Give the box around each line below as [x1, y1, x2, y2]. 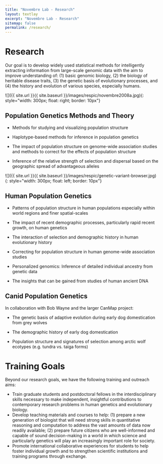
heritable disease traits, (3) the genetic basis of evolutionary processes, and [5, 78, 158, 84]
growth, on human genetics [12, 224, 67, 230]
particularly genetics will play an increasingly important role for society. [12, 438, 156, 444]
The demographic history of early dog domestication [12, 329, 118, 335]
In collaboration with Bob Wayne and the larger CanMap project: [5, 305, 134, 311]
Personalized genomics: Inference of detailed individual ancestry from [12, 263, 153, 269]
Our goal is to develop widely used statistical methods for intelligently [5, 62, 145, 68]
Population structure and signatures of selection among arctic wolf [12, 338, 146, 344]
